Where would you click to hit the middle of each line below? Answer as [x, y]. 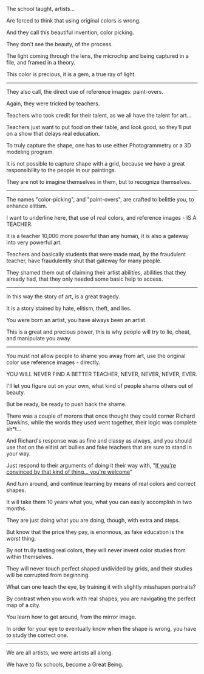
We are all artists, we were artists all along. [60, 653]
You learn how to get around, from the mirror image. [71, 617]
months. [17, 508]
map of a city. [23, 605]
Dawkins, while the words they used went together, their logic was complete [102, 422]
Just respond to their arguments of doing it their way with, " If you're [91, 465]
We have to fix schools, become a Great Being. [65, 664]
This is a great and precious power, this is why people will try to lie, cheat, [99, 332]
